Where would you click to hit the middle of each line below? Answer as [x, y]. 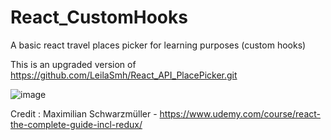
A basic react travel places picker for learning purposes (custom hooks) [158, 45]
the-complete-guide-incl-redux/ [76, 124]
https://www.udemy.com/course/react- [240, 113]
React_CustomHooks [99, 17]
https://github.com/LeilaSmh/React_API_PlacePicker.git [124, 75]
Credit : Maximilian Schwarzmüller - [84, 113]
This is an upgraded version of [73, 64]
